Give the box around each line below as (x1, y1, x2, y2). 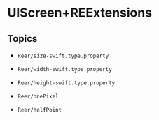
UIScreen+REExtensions (7, 5, 153, 21)
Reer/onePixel (17, 93, 59, 100)
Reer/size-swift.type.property (17, 52, 109, 59)
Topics (7, 33, 38, 45)
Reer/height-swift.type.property (17, 80, 116, 87)
